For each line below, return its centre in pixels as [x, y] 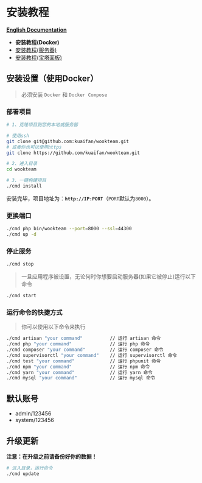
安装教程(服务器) [36, 50]
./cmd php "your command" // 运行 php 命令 [78, 344]
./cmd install [24, 186]
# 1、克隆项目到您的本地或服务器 [42, 125]
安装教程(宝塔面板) [39, 57]
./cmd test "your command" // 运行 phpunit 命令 [84, 361]
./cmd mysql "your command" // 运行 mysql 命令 [81, 378]
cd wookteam [21, 169]
